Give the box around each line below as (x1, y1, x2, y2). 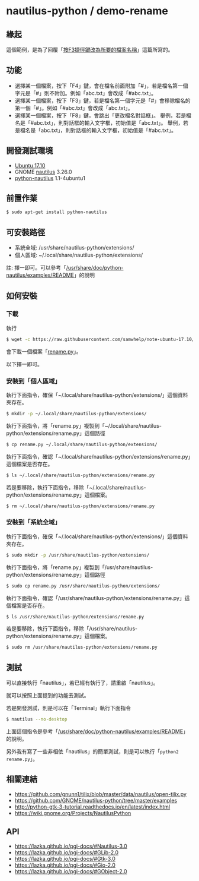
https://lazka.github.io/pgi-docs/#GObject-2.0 (14, 867, 127, 874)
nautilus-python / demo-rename (6, 4, 169, 18)
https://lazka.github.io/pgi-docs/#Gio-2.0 (14, 861, 115, 869)
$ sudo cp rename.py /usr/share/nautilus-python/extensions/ (6, 583, 161, 589)
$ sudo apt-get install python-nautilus (6, 209, 108, 215)
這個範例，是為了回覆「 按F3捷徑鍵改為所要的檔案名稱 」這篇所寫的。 (6, 46, 174, 53)
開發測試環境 (6, 146, 53, 156)
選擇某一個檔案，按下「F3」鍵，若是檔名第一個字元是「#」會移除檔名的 (14, 97, 191, 104)
